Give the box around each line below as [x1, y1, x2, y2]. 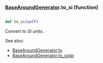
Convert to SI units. [5, 29, 44, 34]
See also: [5, 38, 24, 44]
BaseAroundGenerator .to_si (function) [5, 4, 99, 11]
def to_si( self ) [5, 19, 38, 25]
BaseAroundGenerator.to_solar [12, 53, 75, 59]
